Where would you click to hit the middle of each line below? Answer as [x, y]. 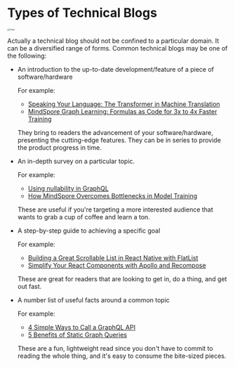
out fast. [29, 286]
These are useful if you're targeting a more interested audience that [115, 210]
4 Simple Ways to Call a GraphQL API [81, 327]
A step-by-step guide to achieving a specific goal [89, 231]
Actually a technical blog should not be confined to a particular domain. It [113, 41]
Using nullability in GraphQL [68, 188]
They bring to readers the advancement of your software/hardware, [115, 132]
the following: [27, 56]
